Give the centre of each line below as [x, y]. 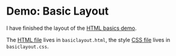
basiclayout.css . [28, 46]
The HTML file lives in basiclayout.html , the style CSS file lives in [88, 40]
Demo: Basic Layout [58, 11]
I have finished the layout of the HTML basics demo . [72, 28]
